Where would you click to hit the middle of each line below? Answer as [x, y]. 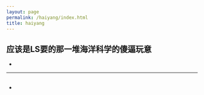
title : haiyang [25, 23]
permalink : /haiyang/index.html [47, 18]
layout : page [23, 12]
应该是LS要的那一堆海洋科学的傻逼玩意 [79, 49]
